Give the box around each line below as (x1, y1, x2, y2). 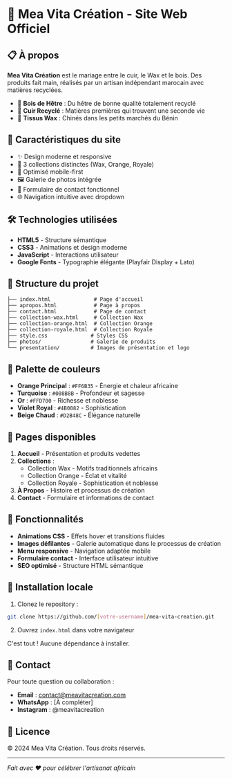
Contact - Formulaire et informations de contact (17, 494, 154, 502)
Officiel (7, 21, 50, 37)
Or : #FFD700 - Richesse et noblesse (17, 396, 119, 405)
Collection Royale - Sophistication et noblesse (27, 479, 159, 487)
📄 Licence (7, 726, 50, 737)
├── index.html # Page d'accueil (7, 296, 144, 303)
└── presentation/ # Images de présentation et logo (7, 345, 190, 351)
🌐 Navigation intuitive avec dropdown (17, 192, 125, 201)
